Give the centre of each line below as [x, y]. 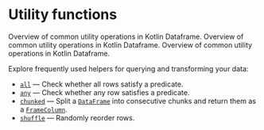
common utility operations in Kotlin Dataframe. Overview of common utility [130, 44]
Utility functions [63, 15]
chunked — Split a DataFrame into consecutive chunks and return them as [138, 101]
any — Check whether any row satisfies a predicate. [105, 92]
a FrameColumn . [43, 109]
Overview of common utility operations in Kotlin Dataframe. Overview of [126, 36]
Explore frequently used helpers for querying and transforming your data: [128, 68]
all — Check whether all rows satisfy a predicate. [101, 84]
